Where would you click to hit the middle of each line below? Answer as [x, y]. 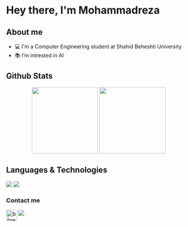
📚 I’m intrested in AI [39, 55]
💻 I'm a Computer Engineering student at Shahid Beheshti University [98, 47]
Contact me [23, 200]
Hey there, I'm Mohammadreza [83, 10]
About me [24, 32]
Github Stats [29, 76]
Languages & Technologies [57, 170]
